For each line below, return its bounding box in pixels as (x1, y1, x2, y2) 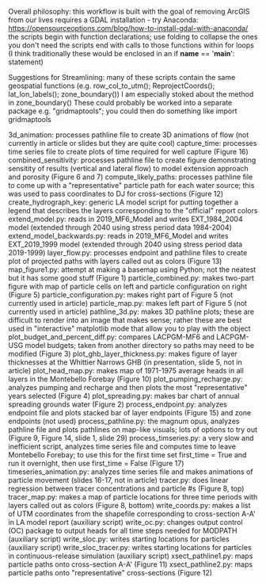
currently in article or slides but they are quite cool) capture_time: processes (8, 139, 257, 147)
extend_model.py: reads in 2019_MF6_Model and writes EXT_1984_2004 (8, 214, 243, 224)
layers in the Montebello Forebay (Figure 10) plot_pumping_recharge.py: (8, 374, 243, 384)
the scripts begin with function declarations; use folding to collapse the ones (8, 32, 258, 41)
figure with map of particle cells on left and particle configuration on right (8, 281, 248, 291)
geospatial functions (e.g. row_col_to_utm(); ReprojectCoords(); (8, 81, 215, 90)
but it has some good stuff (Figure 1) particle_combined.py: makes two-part (8, 273, 255, 282)
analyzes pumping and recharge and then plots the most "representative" (8, 383, 248, 392)
